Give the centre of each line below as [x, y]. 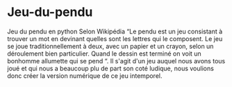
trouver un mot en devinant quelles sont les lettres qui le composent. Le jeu [115, 38]
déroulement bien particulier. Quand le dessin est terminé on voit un [104, 54]
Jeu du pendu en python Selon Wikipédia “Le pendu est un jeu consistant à [115, 31]
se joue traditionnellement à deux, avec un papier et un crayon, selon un [110, 46]
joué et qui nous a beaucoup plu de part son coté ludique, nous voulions [110, 68]
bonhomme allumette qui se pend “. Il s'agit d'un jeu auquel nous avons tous [116, 61]
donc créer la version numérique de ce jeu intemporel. [85, 76]
